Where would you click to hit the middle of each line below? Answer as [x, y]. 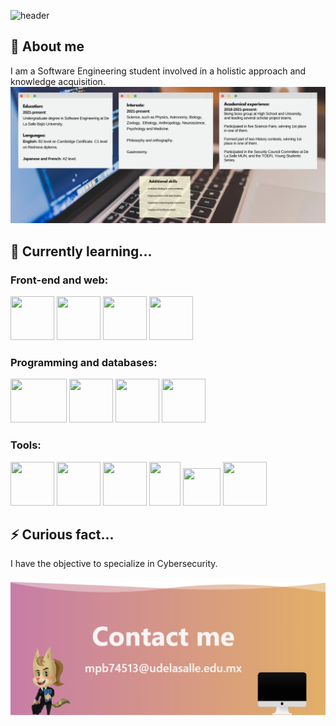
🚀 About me [47, 46]
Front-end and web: [59, 280]
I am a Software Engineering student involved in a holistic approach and [158, 71]
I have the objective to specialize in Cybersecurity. [114, 564]
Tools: [26, 445]
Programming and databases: [84, 362]
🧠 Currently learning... [81, 251]
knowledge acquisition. [58, 81]
